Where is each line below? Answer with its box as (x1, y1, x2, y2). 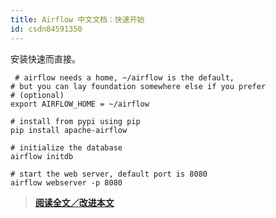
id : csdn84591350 (10, 24, 83, 34)
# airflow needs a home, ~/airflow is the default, (14, 72, 235, 83)
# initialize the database (10, 142, 123, 153)
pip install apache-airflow (10, 125, 128, 135)
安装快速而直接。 (10, 52, 81, 65)
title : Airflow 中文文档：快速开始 (10, 14, 145, 25)
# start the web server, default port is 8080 (10, 169, 208, 179)
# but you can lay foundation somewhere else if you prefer (10, 81, 267, 91)
